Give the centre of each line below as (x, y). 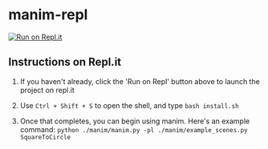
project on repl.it (47, 90)
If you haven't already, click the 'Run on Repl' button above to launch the (140, 81)
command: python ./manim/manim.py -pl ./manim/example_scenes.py (134, 129)
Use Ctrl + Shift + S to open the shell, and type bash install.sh (129, 105)
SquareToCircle (45, 137)
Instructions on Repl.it (65, 62)
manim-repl (48, 15)
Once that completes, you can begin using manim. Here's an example (135, 121)
